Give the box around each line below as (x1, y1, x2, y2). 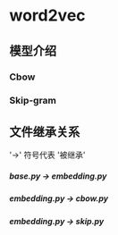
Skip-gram (9, 95, 56, 107)
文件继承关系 (9, 124, 80, 139)
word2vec (9, 5, 87, 26)
